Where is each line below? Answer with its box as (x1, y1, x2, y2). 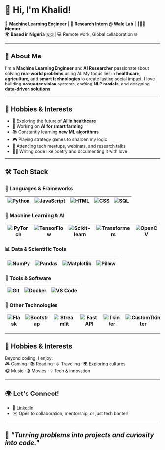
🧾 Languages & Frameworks (5, 185, 73, 192)
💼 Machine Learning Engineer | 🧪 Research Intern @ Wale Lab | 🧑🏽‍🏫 (5, 21, 146, 27)
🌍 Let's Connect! (5, 389, 60, 397)
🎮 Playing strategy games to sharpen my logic (12, 136, 107, 142)
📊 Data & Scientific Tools (5, 246, 66, 253)
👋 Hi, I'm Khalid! (5, 4, 71, 16)
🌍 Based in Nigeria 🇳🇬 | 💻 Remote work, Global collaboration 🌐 (5, 31, 137, 37)
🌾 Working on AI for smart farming (12, 123, 83, 129)
